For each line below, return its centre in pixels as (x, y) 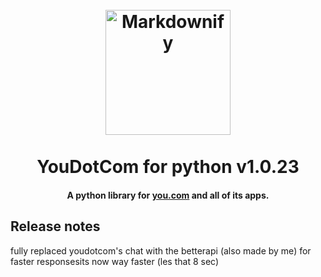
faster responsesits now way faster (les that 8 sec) (115, 261)
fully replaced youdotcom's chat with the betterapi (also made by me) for (161, 250)
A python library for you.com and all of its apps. (168, 195)
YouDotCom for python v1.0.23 (168, 167)
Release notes (55, 226)
